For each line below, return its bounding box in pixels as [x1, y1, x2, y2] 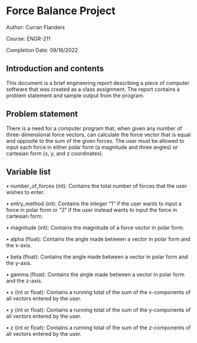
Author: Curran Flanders [6, 24, 65, 31]
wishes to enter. [6, 189, 45, 196]
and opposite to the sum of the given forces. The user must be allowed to [6, 137, 185, 144]
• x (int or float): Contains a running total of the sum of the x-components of [6, 289, 191, 296]
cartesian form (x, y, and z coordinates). [6, 149, 104, 157]
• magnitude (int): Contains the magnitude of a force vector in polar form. [6, 224, 185, 231]
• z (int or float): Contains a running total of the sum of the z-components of [6, 324, 191, 331]
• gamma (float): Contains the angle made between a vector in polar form [6, 271, 185, 278]
